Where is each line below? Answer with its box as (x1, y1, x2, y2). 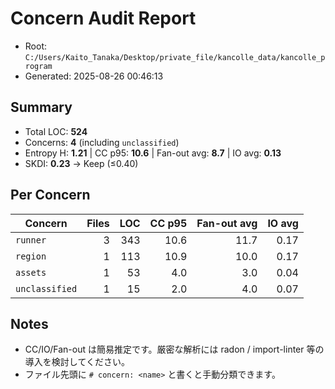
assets (15, 267, 47, 278)
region (15, 250, 47, 262)
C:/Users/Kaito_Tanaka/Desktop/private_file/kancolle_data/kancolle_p (24, 52, 326, 62)
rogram (24, 61, 53, 71)
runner (15, 234, 47, 246)
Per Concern (10, 187, 91, 204)
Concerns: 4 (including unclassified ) (24, 136, 180, 148)
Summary (10, 99, 73, 116)
